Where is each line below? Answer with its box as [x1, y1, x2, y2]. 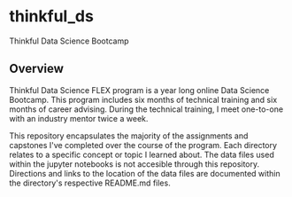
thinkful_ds [9, 6, 95, 27]
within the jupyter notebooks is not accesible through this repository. [9, 158, 260, 169]
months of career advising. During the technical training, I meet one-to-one [9, 104, 284, 114]
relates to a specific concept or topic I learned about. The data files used [9, 149, 274, 160]
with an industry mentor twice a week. [9, 113, 149, 123]
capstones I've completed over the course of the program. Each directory [9, 139, 277, 150]
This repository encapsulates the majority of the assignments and [9, 130, 249, 141]
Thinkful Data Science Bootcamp [9, 35, 129, 46]
